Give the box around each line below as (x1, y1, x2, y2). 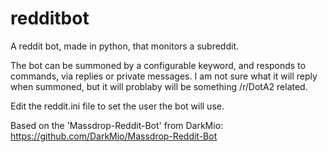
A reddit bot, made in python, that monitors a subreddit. (10, 40, 240, 52)
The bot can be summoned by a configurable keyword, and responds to (10, 59, 307, 71)
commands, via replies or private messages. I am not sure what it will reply (10, 70, 318, 82)
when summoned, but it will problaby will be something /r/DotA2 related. (10, 80, 308, 92)
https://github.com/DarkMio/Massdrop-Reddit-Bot (10, 130, 218, 142)
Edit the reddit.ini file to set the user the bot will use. (10, 100, 225, 112)
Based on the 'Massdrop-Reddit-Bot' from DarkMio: (10, 119, 224, 131)
